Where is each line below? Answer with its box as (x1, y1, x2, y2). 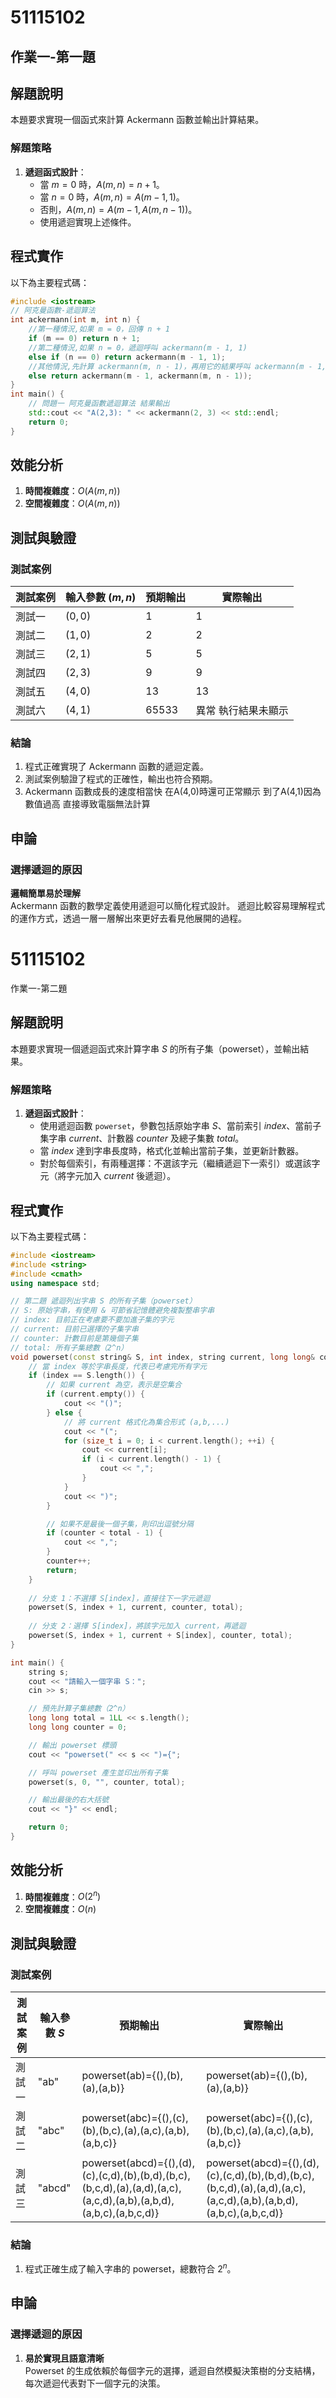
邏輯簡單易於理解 (10, 887, 81, 900)
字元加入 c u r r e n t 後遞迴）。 (66, 1170, 177, 1182)
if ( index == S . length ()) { (28, 1371, 145, 1381)
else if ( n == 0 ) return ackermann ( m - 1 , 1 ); (28, 352, 226, 362)
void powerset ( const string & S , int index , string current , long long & (10, 1352, 315, 1362)
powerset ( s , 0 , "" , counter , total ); (28, 1777, 186, 1787)
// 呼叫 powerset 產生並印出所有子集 (28, 1767, 169, 1778)
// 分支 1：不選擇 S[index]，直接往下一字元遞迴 (28, 1593, 211, 1603)
